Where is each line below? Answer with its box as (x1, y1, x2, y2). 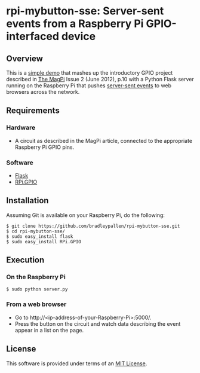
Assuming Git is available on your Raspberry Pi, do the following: (6, 211, 165, 219)
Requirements (6, 106, 60, 116)
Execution (6, 255, 45, 265)
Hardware (6, 124, 36, 132)
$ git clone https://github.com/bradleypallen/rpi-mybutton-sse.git (6, 223, 180, 229)
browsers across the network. (6, 88, 80, 95)
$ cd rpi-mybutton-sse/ (6, 228, 66, 234)
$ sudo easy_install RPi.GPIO (6, 239, 82, 244)
